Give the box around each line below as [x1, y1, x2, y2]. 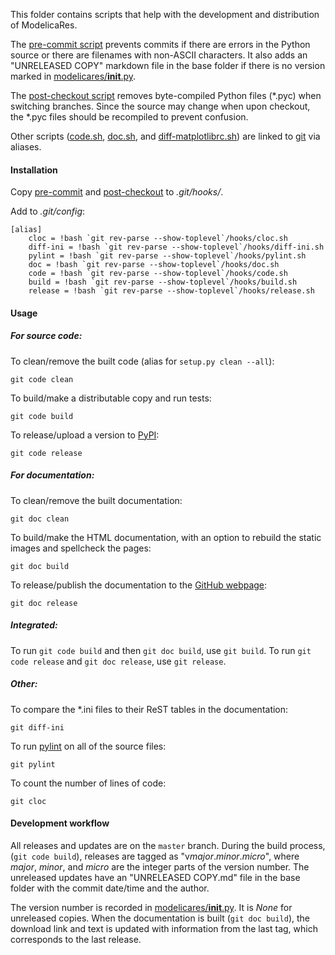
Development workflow [10, 817, 110, 829]
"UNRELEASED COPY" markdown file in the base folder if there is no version [10, 60, 326, 71]
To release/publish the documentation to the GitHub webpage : [10, 579, 268, 591]
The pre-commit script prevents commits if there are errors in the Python [10, 39, 311, 50]
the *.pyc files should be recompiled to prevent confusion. [10, 111, 249, 123]
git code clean [10, 374, 74, 384]
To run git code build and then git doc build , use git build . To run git [10, 644, 312, 656]
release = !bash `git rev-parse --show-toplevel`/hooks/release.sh [28, 286, 315, 296]
